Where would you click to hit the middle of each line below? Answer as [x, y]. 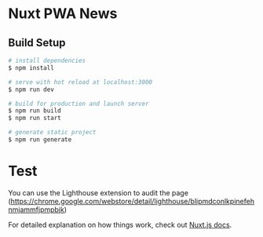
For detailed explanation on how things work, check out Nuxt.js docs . [120, 224]
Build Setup [37, 43]
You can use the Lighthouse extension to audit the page [98, 192]
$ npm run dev [31, 89]
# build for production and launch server [79, 104]
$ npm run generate [40, 140]
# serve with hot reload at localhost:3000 [80, 82]
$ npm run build [35, 111]
